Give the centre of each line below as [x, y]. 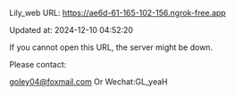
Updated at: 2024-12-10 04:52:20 [71, 30]
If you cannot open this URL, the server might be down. [111, 47]
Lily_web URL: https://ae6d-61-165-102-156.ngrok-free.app [117, 13]
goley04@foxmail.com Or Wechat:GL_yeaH [88, 82]
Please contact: [38, 64]
